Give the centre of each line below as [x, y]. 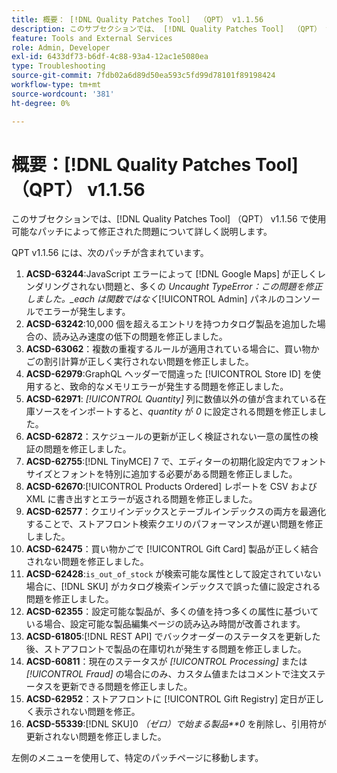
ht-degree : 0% [41, 103]
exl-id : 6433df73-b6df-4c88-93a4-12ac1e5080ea [110, 57]
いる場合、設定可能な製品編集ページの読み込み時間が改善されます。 [165, 624]
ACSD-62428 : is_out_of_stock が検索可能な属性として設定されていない [173, 574]
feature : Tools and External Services [92, 38]
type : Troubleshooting [58, 66]
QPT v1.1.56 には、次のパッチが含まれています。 [110, 253]
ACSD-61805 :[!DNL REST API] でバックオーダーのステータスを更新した [173, 637]
